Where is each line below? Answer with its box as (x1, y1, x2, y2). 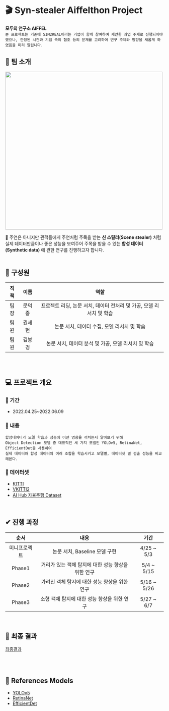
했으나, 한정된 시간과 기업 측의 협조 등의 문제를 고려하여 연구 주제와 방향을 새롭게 (5, 37, 155, 42)
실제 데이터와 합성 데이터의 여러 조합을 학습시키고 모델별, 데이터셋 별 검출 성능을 (5, 451, 153, 456)
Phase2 (12, 582, 30, 589)
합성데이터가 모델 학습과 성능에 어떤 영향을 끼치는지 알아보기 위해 (5, 435, 123, 440)
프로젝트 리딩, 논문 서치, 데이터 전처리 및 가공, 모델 (41, 302, 153, 309)
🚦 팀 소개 (5, 58, 31, 66)
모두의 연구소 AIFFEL (5, 25, 47, 31)
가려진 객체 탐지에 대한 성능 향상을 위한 (41, 578, 128, 585)
